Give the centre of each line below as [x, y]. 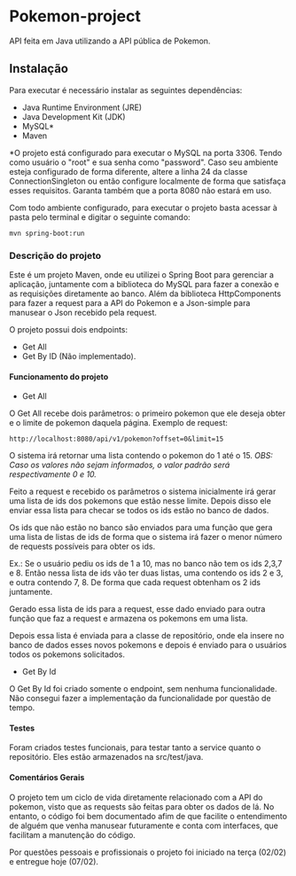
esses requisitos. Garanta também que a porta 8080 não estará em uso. [140, 190]
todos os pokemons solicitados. [67, 654]
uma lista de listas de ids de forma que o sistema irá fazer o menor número [146, 537]
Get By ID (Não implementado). [79, 356]
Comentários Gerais [47, 778]
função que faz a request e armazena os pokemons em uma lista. [129, 619]
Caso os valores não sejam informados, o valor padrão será [120, 465]
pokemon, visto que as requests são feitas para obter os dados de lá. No [142, 806]
